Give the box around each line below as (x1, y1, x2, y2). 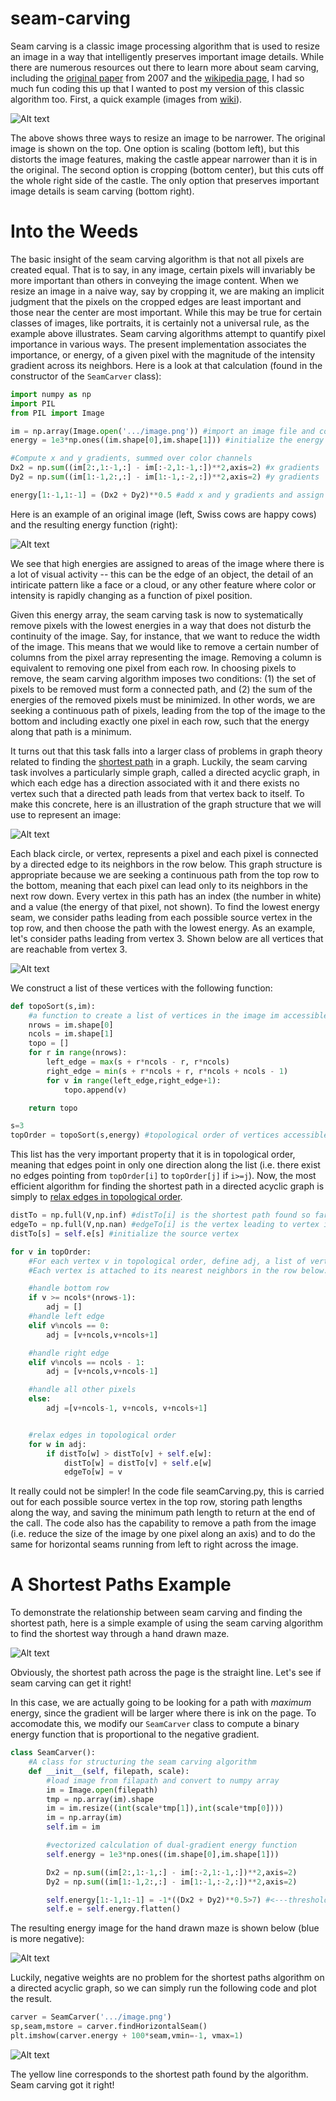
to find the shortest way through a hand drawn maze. (10, 1628, 230, 1640)
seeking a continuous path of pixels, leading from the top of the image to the (10, 704, 326, 716)
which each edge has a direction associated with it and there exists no (10, 777, 300, 789)
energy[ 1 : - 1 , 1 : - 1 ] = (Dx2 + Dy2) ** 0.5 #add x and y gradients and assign (10, 490, 325, 500)
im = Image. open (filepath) (46, 1785, 159, 1795)
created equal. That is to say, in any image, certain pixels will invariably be (10, 263, 316, 276)
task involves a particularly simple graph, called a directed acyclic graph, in (10, 766, 320, 778)
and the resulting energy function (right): (10, 518, 178, 531)
